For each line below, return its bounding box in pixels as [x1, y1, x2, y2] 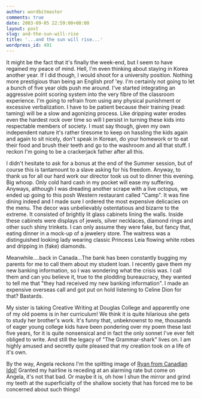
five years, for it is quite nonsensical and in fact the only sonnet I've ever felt [6, 329, 194, 337]
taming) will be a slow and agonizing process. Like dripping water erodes [6, 109, 187, 117]
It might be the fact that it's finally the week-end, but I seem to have [6, 58, 173, 66]
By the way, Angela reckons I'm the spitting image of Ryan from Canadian [6, 360, 188, 367]
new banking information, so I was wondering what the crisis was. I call [6, 266, 182, 274]
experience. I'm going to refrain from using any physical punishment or [6, 97, 181, 104]
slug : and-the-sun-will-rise [6, 31, 79, 37]
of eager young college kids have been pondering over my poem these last [6, 323, 191, 330]
